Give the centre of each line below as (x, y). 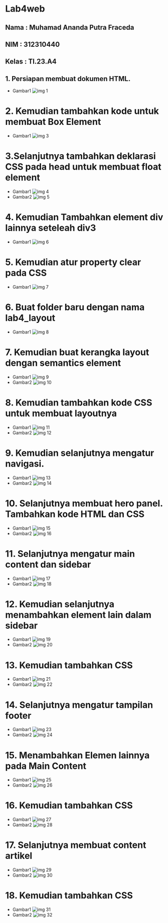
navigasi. (25, 464)
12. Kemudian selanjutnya (60, 604)
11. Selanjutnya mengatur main (70, 553)
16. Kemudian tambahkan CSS (69, 805)
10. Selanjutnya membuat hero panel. (84, 503)
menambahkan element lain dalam (78, 615)
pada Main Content (46, 766)
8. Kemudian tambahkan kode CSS (79, 402)
